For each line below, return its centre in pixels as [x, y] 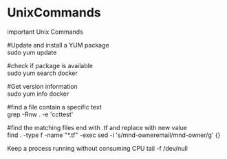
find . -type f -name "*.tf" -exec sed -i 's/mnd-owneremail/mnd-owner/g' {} [114, 135]
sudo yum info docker [38, 94]
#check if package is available [50, 65]
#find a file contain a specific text [54, 107]
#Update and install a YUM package [58, 45]
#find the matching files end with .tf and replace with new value [97, 127]
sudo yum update [32, 52]
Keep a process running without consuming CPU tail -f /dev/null [97, 148]
